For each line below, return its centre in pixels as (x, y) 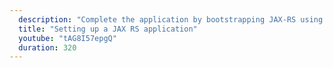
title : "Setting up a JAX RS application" (108, 29)
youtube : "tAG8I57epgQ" (67, 38)
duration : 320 (47, 47)
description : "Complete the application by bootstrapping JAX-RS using (171, 19)
